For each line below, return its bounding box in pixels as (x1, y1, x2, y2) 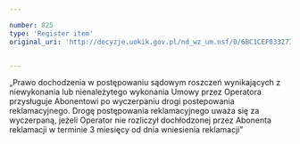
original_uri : (9, 37, 62, 46)
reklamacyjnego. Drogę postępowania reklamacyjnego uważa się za (9, 106, 260, 116)
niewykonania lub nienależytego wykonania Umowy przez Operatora (9, 86, 262, 98)
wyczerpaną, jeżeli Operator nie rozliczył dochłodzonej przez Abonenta (9, 115, 272, 125)
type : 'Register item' (9, 28, 94, 38)
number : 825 (9, 20, 54, 29)
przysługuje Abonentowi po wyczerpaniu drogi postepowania (9, 96, 235, 107)
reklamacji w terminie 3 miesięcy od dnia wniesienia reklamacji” (9, 124, 244, 135)
